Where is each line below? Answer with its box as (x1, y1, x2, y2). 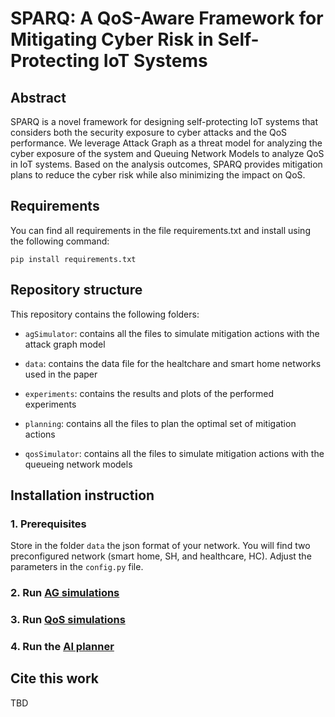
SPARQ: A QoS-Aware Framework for (10, 7, 324, 30)
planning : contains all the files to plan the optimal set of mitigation (24, 417, 297, 429)
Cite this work (10, 670, 99, 687)
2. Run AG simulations (10, 586, 120, 600)
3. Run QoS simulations (10, 613, 126, 627)
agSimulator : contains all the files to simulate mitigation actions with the (24, 327, 320, 339)
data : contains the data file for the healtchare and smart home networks (24, 357, 322, 369)
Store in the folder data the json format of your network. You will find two (10, 540, 311, 552)
